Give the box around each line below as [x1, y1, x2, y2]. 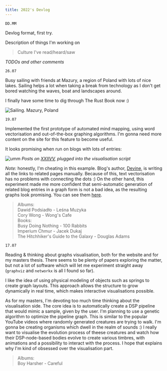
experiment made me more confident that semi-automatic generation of [5, 181, 153, 187]
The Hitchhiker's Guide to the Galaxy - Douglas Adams [17, 233, 130, 239]
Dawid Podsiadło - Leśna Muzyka [17, 207, 86, 213]
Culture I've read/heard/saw [17, 49, 76, 55]
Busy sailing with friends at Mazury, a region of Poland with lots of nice [5, 77, 151, 83]
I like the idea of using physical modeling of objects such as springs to [5, 277, 150, 283]
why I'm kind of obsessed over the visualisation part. [5, 345, 114, 351]
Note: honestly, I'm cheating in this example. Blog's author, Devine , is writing [5, 165, 163, 171]
